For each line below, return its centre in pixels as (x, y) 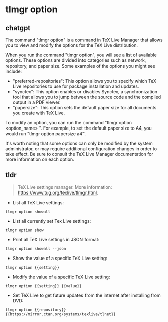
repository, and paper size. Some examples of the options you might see (80, 66)
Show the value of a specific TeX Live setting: (60, 258)
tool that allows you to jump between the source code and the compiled (87, 97)
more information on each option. (40, 159)
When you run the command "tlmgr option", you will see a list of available (81, 55)
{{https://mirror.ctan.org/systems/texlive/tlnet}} (60, 314)
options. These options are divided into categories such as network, (76, 60)
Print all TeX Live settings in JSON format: (56, 239)
